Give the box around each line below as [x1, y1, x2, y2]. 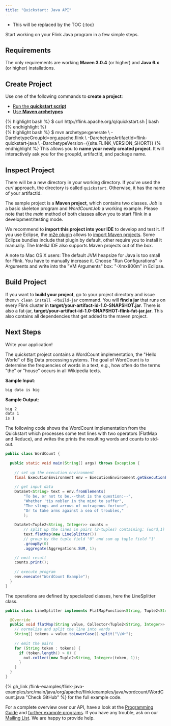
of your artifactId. [5, 190, 42, 196]
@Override [10, 617, 31, 623]
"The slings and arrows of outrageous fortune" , [23, 503, 129, 508]
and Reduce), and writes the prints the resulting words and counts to [5, 436, 149, 442]
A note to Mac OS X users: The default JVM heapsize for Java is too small [5, 252, 160, 258]
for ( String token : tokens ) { [14, 645, 81, 651]
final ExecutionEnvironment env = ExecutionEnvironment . [14, 475, 138, 480]
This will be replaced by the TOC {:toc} [12, 21, 94, 28]
